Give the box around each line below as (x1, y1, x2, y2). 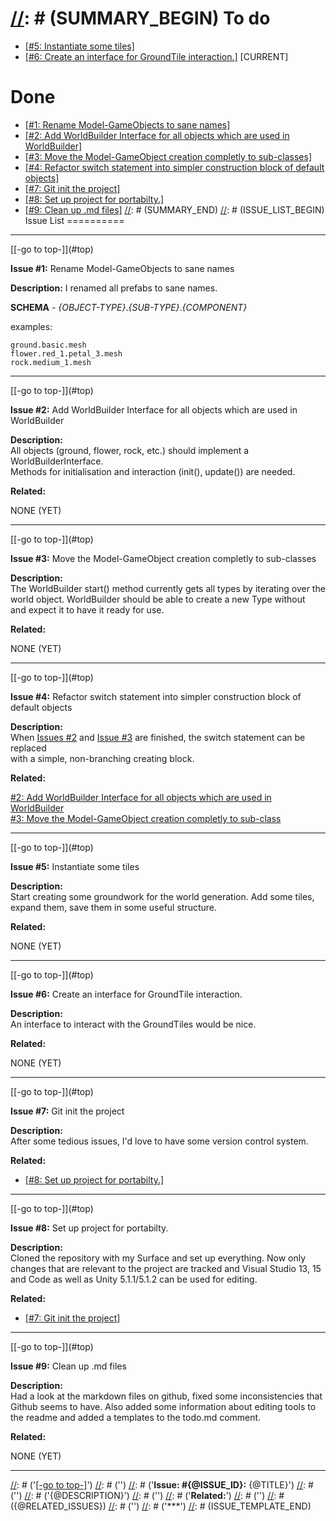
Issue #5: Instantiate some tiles (10, 860, 140, 872)
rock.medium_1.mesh (10, 357, 92, 367)
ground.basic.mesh (10, 340, 87, 350)
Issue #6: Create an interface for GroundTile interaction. (10, 988, 243, 1000)
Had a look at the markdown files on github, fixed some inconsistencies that (10, 1390, 323, 1402)
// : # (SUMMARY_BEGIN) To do (10, 7, 271, 30)
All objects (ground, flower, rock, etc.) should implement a (10, 444, 250, 456)
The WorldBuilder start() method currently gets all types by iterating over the (10, 582, 326, 594)
